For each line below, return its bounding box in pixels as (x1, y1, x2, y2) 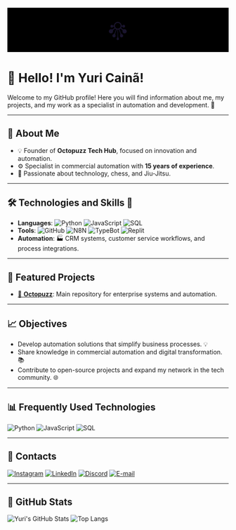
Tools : (17, 226, 37, 235)
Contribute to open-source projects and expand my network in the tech (17, 366, 225, 374)
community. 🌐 (17, 373, 58, 381)
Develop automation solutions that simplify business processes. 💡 (17, 340, 209, 348)
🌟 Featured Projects (7, 271, 96, 283)
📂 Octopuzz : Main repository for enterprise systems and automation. (17, 290, 218, 298)
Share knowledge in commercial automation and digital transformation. (17, 347, 223, 356)
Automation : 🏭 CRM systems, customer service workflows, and (17, 234, 205, 243)
